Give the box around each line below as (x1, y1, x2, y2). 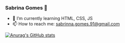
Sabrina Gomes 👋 (5, 4, 48, 11)
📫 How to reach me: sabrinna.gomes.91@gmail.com (12, 21, 120, 27)
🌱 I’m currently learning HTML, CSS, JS (12, 16, 93, 21)
